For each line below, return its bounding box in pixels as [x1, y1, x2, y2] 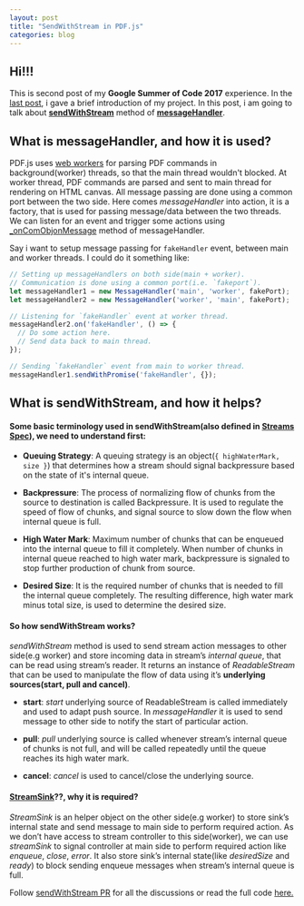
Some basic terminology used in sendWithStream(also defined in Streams [9, 420, 295, 431]
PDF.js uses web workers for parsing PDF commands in [9, 158, 218, 168]
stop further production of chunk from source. [22, 563, 196, 574]
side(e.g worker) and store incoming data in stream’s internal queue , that [9, 650, 281, 661]
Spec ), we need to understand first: [9, 430, 147, 441]
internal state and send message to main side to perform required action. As [9, 821, 294, 832]
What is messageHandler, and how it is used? [9, 133, 272, 149]
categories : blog [9, 30, 75, 39]
